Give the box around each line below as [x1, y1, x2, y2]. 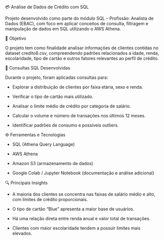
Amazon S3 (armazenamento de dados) [12, 161, 94, 166]
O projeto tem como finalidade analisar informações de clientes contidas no [5, 45, 159, 51]
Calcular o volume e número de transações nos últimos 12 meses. [12, 113, 146, 118]
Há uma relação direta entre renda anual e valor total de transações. [12, 216, 151, 221]
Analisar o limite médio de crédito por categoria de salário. [12, 103, 131, 109]
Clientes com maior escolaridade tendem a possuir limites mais [12, 225, 141, 231]
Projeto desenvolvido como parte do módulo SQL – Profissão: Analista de [5, 15, 154, 21]
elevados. [12, 231, 33, 236]
